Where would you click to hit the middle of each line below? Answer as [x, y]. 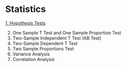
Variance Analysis [31, 54]
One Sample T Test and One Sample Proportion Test [67, 32]
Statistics [26, 9]
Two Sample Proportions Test [43, 48]
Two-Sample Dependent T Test [45, 43]
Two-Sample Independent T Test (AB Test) [57, 38]
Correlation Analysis [34, 59]
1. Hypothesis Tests [25, 23]
